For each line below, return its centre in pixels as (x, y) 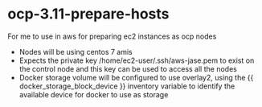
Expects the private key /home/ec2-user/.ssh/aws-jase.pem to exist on (137, 60)
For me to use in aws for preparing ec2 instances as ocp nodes (112, 36)
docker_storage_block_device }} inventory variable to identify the (127, 86)
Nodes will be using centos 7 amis (76, 51)
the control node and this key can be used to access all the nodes (128, 68)
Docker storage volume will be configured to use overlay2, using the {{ (136, 77)
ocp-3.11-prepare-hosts (88, 14)
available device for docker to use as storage (94, 94)
